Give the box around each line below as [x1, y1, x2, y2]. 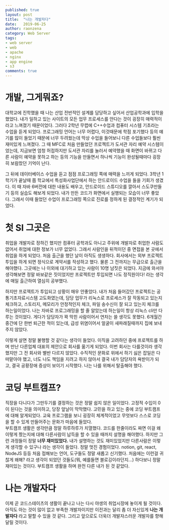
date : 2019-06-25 [5, 21, 46, 27]
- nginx [5, 54, 22, 60]
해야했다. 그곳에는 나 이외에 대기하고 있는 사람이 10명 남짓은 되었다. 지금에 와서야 [5, 265, 164, 271]
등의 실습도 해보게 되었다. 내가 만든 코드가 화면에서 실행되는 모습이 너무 [10, 190, 150, 196]
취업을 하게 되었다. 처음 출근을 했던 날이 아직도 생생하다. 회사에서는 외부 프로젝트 [5, 252, 163, 258]
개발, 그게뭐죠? [5, 92, 64, 104]
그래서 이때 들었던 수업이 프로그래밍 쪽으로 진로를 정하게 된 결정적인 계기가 [12, 196, 158, 202]
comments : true [5, 69, 37, 74]
